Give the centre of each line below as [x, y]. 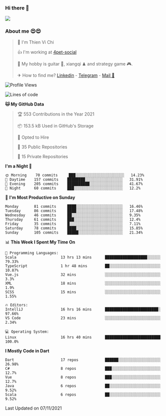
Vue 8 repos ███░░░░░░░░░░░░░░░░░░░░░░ [83, 377]
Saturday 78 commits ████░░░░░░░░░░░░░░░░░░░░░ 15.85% [74, 228]
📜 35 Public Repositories [42, 147]
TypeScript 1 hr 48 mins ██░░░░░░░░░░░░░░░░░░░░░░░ [83, 266]
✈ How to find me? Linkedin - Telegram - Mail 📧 [66, 75]
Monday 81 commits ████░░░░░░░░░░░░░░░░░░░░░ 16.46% [74, 206]
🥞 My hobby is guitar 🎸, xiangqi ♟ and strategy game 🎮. [75, 63]
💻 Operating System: [27, 332]
